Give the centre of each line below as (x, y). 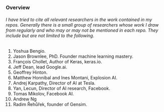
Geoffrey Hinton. (30, 72)
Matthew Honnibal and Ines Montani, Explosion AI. (65, 78)
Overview (18, 8)
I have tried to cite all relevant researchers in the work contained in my (79, 20)
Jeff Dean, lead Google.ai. (40, 67)
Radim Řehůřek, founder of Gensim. (50, 104)
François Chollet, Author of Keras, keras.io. (57, 62)
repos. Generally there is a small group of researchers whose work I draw (82, 25)
